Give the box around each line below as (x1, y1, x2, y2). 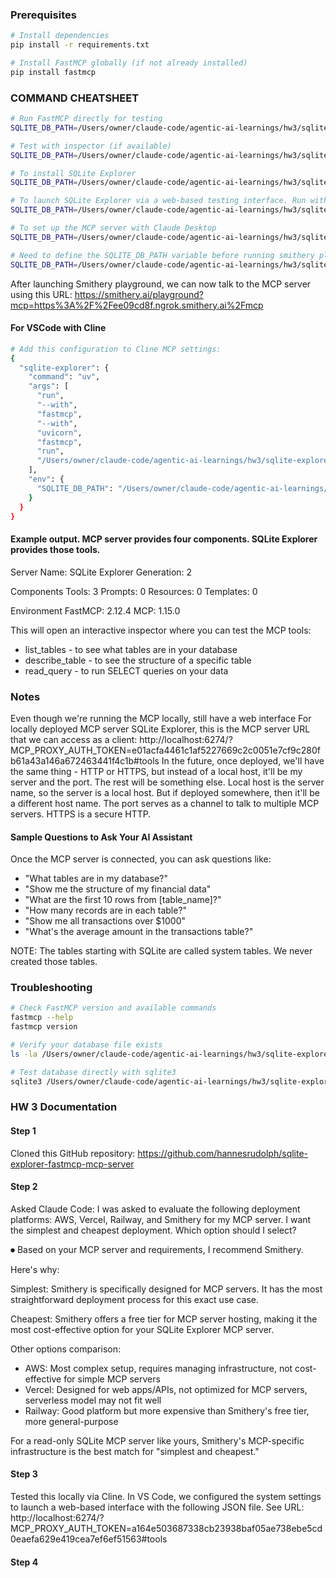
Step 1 (10, 1125, 37, 1137)
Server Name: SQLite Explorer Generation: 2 (10, 566, 193, 578)
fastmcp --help (10, 1013, 74, 1023)
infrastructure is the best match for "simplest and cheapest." (10, 1445, 260, 1457)
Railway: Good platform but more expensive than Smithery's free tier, (24, 1404, 310, 1417)
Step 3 (10, 1468, 38, 1480)
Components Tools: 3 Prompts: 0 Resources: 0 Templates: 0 (10, 585, 258, 597)
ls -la (10, 1049, 38, 1059)
